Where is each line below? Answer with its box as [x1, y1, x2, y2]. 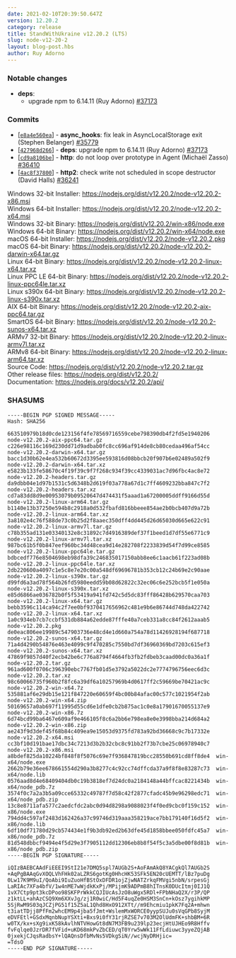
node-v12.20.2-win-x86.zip [7, 721, 87, 728]
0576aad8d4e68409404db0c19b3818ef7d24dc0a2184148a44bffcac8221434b [7, 777, 211, 784]
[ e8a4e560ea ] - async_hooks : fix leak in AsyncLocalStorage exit [17, 130, 203, 139]
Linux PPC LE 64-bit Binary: [7, 272, 88, 281]
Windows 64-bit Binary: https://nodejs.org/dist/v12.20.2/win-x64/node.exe [7, 227, 225, 236]
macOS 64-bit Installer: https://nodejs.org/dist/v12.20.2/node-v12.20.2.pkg [7, 235, 226, 243]
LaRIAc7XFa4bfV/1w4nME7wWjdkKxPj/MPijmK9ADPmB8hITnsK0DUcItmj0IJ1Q [7, 883, 211, 890]
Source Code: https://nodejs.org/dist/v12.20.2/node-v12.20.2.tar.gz [7, 363, 203, 371]
